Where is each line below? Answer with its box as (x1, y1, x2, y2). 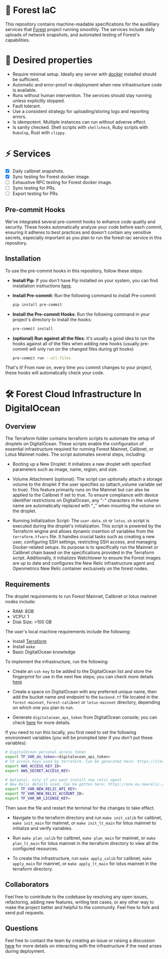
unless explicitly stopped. (12, 98, 65, 104)
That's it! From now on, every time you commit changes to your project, (5, 365, 152, 371)
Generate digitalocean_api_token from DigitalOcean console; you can (12, 714, 157, 720)
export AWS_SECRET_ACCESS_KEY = (5, 768, 70, 773)
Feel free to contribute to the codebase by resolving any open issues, (5, 893, 148, 899)
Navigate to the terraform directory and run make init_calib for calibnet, (12, 814, 162, 820)
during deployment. (5, 948, 46, 954)
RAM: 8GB (12, 608, 34, 614)
